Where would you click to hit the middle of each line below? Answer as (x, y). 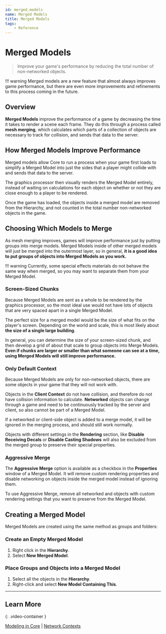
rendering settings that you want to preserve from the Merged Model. (76, 499)
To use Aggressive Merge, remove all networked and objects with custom (80, 494)
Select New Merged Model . (41, 555)
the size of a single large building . (40, 330)
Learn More (23, 605)
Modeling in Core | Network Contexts (43, 626)
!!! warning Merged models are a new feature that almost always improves (80, 81)
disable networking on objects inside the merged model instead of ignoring (82, 479)
